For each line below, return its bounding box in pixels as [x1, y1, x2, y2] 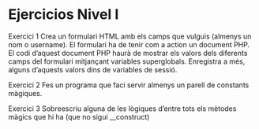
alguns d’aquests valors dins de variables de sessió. [8, 64, 178, 74]
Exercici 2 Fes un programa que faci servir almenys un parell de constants [8, 80, 250, 90]
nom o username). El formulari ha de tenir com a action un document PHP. [8, 39, 250, 49]
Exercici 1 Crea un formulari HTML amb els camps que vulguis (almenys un [8, 31, 252, 41]
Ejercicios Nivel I [8, 6, 119, 24]
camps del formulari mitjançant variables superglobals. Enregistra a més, [8, 57, 246, 66]
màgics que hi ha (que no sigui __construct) [8, 112, 150, 121]
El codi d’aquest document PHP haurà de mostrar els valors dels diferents [8, 48, 248, 57]
